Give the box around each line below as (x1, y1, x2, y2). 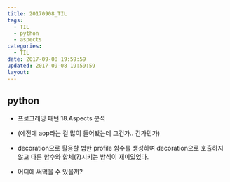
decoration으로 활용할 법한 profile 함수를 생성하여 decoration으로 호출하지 (17, 144, 224, 153)
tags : (7, 17, 23, 24)
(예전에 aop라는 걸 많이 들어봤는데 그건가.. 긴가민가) (17, 129, 161, 137)
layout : (7, 69, 30, 76)
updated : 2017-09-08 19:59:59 (7, 62, 96, 69)
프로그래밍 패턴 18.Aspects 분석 (17, 114, 106, 122)
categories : (7, 43, 42, 50)
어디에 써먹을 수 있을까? (17, 167, 83, 176)
